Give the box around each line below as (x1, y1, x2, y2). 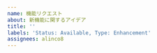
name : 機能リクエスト (7, 10, 63, 17)
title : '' (7, 23, 36, 30)
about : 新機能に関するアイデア (7, 17, 87, 23)
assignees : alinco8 (7, 36, 64, 43)
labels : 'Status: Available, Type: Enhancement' (7, 29, 151, 36)
